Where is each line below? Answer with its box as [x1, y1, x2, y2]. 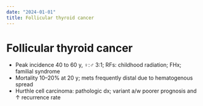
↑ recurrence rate [15, 94, 61, 101]
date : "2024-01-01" [6, 9, 56, 15]
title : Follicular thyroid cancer [6, 15, 95, 21]
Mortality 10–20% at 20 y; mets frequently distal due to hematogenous [15, 74, 193, 81]
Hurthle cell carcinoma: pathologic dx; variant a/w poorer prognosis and [15, 87, 197, 95]
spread [15, 81, 34, 88]
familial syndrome [15, 68, 61, 75]
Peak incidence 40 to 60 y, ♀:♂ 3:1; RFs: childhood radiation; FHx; [15, 61, 182, 69]
